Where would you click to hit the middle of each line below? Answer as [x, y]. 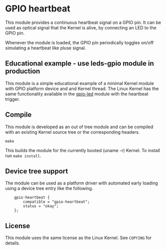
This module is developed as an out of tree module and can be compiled [79, 127]
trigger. [13, 99]
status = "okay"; [41, 206]
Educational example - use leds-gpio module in [80, 63]
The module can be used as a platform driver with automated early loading [82, 183]
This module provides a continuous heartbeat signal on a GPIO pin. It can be [83, 22]
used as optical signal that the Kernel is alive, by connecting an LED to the [81, 27]
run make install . [23, 156]
